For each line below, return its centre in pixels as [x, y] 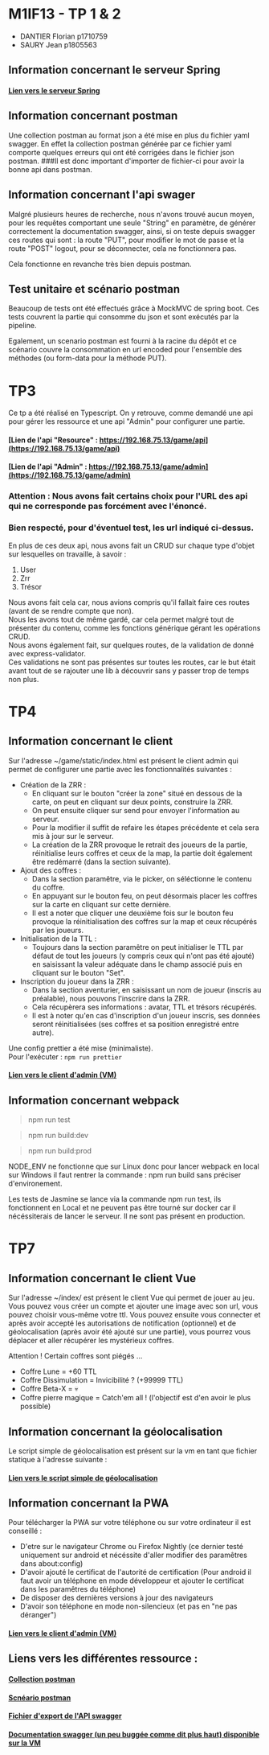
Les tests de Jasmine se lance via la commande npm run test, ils [115, 1199]
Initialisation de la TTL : [58, 939]
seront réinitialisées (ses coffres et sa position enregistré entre [135, 1024]
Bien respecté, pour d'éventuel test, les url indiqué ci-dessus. [131, 528]
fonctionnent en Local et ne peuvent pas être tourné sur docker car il [122, 1208]
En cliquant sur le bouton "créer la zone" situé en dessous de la [137, 793]
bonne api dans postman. [50, 169]
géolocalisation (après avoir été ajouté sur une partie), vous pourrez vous [130, 1332]
